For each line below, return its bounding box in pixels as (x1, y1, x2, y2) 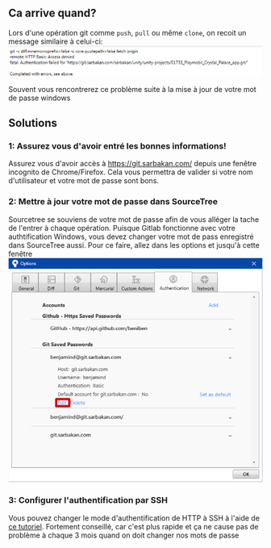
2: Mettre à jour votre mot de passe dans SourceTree (8, 196, 219, 207)
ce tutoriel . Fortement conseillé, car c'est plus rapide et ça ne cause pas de (8, 521, 259, 531)
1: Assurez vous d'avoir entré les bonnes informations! (8, 140, 227, 152)
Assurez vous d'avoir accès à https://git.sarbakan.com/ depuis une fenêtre (8, 159, 257, 169)
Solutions (8, 116, 58, 130)
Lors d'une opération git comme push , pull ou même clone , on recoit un (8, 27, 247, 37)
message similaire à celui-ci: (8, 36, 103, 46)
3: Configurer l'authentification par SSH (8, 495, 168, 506)
